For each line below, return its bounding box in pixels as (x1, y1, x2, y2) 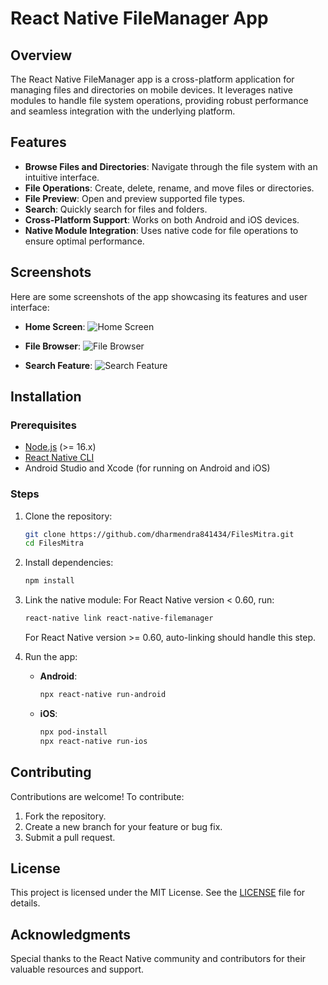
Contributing (10, 764, 92, 781)
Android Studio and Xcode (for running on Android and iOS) (24, 462, 271, 474)
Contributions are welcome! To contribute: (10, 790, 185, 802)
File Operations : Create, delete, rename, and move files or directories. (24, 182, 315, 194)
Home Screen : (24, 320, 86, 332)
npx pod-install (39, 727, 108, 737)
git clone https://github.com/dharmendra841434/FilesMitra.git (24, 529, 295, 539)
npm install (24, 576, 75, 586)
